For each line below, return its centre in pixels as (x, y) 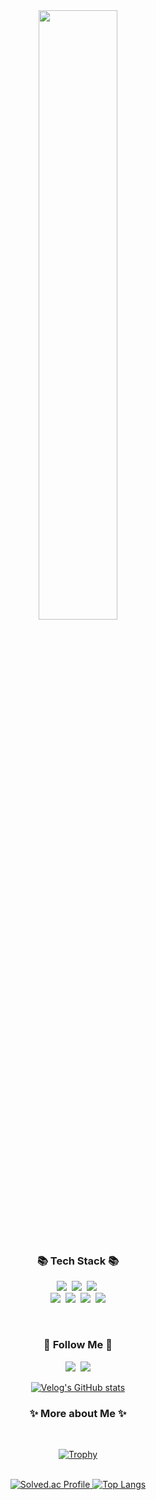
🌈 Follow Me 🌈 (78, 1345)
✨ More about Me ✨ (78, 1413)
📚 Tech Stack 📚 (78, 1261)
